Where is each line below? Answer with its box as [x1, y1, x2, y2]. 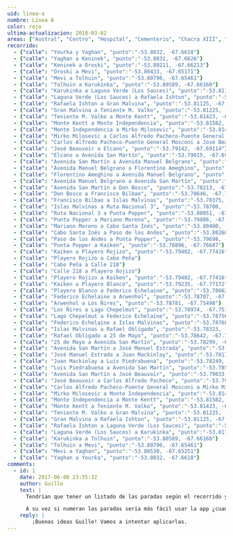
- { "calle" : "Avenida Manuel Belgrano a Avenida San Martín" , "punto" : [13, 177, 225, 184]
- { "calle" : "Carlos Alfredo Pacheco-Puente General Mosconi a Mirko [13, 384, 218, 391]
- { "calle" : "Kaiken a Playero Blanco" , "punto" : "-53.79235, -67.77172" [13, 280, 228, 287]
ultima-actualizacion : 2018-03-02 [7, 29, 107, 37]
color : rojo [7, 23, 42, 30]
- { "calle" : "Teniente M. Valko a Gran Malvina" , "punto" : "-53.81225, [13, 409, 222, 416]
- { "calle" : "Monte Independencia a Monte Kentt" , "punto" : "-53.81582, [13, 396, 225, 404]
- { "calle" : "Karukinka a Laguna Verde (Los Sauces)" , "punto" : [13, 87, 203, 94]
